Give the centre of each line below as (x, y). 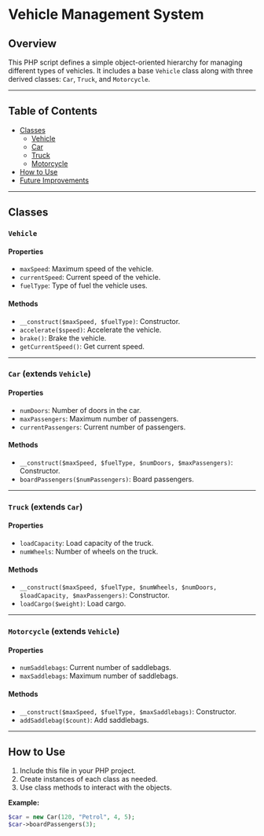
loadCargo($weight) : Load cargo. (73, 604)
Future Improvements (54, 180)
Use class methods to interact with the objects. (95, 787)
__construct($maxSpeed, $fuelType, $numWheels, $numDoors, (118, 587)
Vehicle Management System (106, 15)
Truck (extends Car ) (46, 506)
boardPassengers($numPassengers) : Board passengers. (107, 479)
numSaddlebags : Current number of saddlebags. (95, 668)
